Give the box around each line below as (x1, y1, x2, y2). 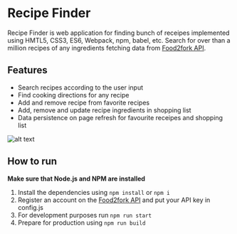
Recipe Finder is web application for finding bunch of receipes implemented (7, 28, 230, 37)
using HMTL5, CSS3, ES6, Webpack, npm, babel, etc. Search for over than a (7, 36, 231, 44)
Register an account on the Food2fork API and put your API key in (17, 196, 211, 204)
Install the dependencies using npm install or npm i (17, 188, 170, 196)
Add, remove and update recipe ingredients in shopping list (17, 105, 191, 115)
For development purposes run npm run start (17, 211, 152, 219)
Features (7, 64, 48, 76)
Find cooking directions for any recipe (17, 90, 130, 99)
